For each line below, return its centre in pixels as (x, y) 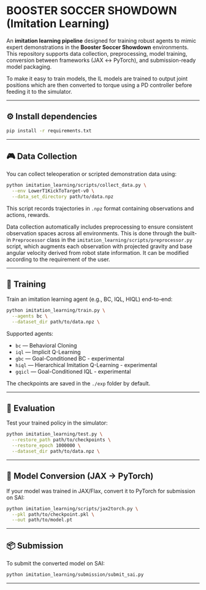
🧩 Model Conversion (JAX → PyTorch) (80, 476)
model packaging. (29, 66)
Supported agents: (30, 333)
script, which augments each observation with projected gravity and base (99, 246)
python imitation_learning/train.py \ (56, 310)
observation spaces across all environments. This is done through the (94, 233)
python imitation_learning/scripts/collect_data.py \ (77, 185)
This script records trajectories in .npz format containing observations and (100, 208)
